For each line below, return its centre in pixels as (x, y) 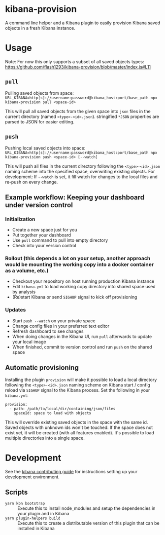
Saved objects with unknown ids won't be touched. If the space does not (79, 427)
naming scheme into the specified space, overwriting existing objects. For (80, 171)
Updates (16, 310)
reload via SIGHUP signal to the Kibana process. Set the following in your (78, 390)
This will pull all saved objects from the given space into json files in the (78, 111)
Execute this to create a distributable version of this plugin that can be (88, 523)
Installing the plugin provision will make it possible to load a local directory (81, 380)
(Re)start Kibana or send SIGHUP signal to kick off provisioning (75, 297)
